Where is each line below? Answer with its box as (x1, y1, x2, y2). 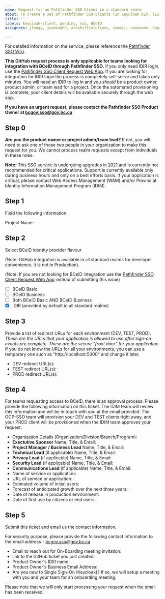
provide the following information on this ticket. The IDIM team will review (5, 404, 154, 410)
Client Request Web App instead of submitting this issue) (5, 276, 120, 282)
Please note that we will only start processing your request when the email (5, 584, 156, 590)
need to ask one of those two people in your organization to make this (5, 142, 147, 148)
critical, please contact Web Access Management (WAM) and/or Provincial (5, 178, 156, 183)
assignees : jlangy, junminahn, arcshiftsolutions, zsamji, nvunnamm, (5, 26, 151, 30)
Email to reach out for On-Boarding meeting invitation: (12, 548, 122, 554)
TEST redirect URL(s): (12, 366, 56, 372)
